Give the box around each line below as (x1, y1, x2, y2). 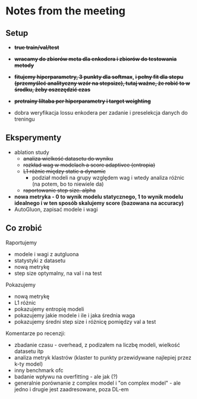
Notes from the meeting (5, 4, 126, 18)
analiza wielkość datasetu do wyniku (23, 155, 114, 162)
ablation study (14, 148, 49, 156)
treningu (14, 115, 35, 122)
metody (14, 62, 34, 69)
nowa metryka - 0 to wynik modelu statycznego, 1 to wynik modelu (14, 193, 183, 200)
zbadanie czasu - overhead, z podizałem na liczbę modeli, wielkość (14, 341, 180, 348)
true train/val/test (14, 44, 60, 51)
